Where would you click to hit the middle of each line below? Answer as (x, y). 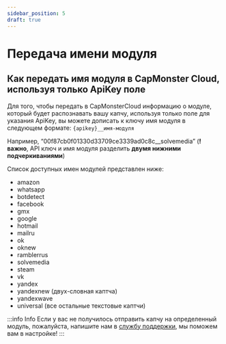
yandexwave (35, 298)
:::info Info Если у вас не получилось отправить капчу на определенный (112, 319)
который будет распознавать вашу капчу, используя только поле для (109, 113)
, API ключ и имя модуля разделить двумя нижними (104, 148)
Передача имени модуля (82, 54)
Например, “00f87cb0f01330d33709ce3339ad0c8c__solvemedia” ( (103, 141)
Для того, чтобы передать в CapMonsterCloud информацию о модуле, (109, 106)
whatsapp (31, 189)
